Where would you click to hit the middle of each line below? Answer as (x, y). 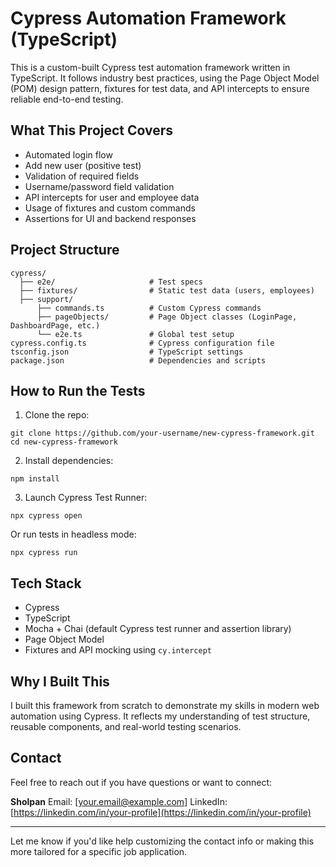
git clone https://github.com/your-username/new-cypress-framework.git (162, 433)
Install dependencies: (69, 461)
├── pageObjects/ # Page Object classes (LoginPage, (167, 317)
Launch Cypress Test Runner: (86, 498)
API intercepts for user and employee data (112, 197)
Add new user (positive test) (83, 165)
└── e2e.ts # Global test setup (135, 334)
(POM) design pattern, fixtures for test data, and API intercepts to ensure (160, 88)
